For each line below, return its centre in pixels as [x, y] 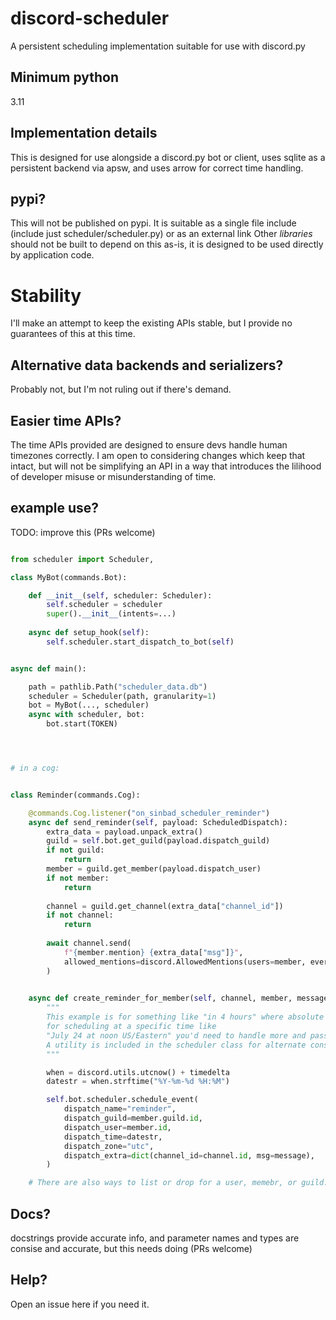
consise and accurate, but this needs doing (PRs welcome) [131, 1248]
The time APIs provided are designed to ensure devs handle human [149, 444]
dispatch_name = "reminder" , [120, 1109]
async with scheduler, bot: [86, 715]
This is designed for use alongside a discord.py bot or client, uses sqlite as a [168, 157]
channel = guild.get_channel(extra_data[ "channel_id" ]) [165, 906]
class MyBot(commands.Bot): [69, 577]
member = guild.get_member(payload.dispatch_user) [154, 869]
